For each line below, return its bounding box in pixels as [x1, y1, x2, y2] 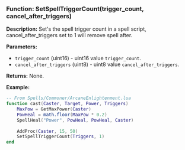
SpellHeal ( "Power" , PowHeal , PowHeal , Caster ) [17, 117, 134, 123]
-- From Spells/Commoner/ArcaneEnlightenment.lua [6, 95, 132, 102]
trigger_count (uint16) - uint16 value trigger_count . [14, 55, 141, 62]
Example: [6, 84, 30, 91]
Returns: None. [6, 73, 44, 80]
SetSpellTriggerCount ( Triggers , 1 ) [17, 133, 105, 140]
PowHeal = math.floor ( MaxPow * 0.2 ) [17, 112, 108, 118]
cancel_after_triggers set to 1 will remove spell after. [6, 32, 133, 39]
